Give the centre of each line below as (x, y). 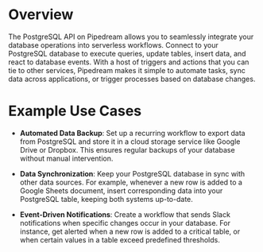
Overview (41, 15)
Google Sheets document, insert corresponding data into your (121, 190)
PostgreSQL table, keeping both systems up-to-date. (106, 199)
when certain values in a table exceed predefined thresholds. (120, 239)
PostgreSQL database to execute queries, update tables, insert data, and (127, 53)
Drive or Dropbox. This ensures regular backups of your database (128, 149)
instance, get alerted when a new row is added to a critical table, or (130, 231)
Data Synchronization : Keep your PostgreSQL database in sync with (132, 173)
